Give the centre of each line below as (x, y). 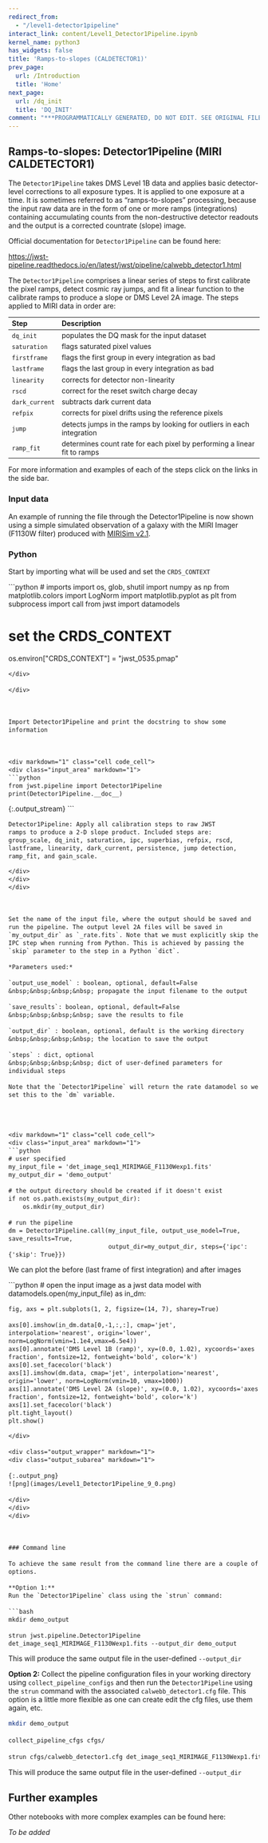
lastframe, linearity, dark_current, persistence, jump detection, (123, 848)
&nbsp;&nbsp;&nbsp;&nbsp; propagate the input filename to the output (128, 991)
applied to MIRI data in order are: (62, 306)
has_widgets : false (41, 51)
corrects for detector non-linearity (118, 379)
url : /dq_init (39, 101)
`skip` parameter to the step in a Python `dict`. (94, 951)
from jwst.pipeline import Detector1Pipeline (85, 786)
